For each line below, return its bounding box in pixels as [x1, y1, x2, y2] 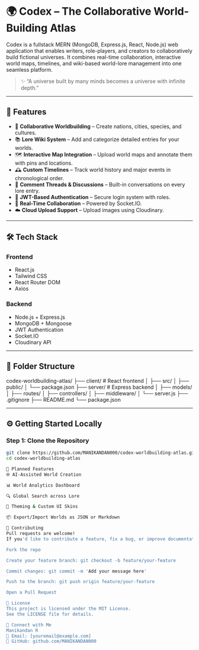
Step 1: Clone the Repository [6, 436, 89, 444]
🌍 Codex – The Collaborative [6, 5, 152, 18]
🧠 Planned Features [6, 466, 54, 472]
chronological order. [14, 174, 64, 181]
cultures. [14, 129, 37, 136]
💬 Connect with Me [6, 622, 52, 628]
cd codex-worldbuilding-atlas [6, 456, 81, 462]
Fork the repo [6, 546, 41, 553]
